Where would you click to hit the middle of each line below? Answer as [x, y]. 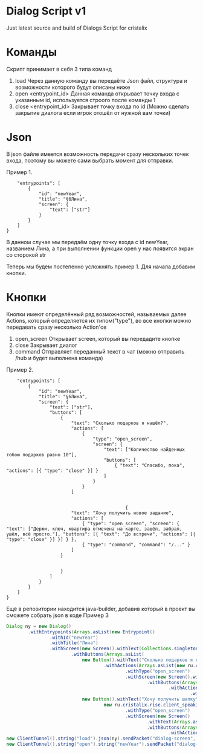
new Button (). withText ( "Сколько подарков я [137, 660]
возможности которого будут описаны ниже [72, 87]
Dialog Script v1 [46, 11]
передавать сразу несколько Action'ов [56, 327]
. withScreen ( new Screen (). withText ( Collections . [111, 649]
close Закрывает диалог [46, 345]
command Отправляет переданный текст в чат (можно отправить [100, 351]
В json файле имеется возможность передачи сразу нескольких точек [98, 154]
